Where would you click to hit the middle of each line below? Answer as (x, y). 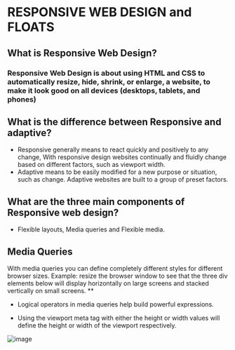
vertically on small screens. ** (51, 290)
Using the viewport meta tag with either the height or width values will (119, 318)
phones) (22, 99)
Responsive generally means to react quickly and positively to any (113, 150)
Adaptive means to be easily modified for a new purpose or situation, (117, 172)
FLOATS (31, 27)
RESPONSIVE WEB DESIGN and (100, 12)
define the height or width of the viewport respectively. (97, 325)
